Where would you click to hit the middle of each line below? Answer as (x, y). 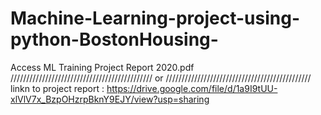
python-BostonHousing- (114, 39)
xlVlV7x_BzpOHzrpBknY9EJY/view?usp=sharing (110, 99)
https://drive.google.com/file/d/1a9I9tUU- (192, 88)
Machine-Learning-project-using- (155, 18)
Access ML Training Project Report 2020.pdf (102, 67)
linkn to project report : (57, 88)
